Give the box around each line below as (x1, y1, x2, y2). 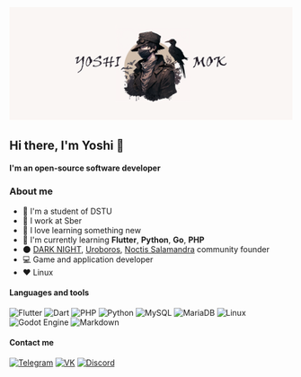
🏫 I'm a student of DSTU (22, 206, 112, 216)
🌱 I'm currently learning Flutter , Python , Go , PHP (22, 234, 205, 245)
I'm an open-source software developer (9, 162, 161, 173)
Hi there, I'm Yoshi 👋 (9, 137, 124, 153)
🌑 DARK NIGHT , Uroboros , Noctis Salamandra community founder (22, 243, 270, 254)
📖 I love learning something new (22, 224, 142, 235)
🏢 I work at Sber (22, 215, 83, 226)
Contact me (9, 338, 54, 348)
